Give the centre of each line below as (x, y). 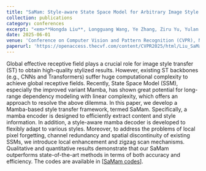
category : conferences (35, 23)
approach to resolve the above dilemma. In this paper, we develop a (92, 102)
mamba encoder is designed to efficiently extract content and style (91, 116)
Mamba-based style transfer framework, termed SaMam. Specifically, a (97, 109)
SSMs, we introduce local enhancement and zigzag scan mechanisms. (96, 142)
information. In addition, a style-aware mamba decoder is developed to (96, 122)
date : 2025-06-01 (29, 35)
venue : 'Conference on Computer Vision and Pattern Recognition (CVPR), (101, 40)
